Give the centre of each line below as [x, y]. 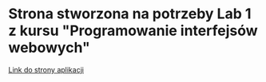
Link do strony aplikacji [46, 69]
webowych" [49, 48]
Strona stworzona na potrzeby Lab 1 [130, 14]
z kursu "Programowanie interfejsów [133, 31]
